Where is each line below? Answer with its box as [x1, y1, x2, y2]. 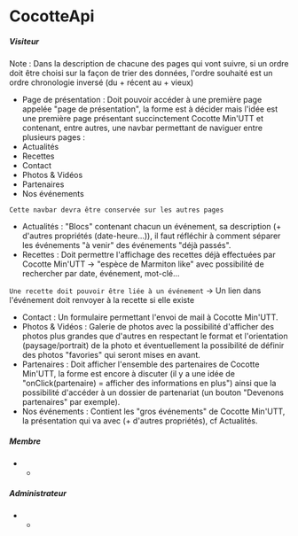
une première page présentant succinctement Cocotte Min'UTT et [21, 113, 264, 124]
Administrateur [9, 487, 67, 498]
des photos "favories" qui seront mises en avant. [21, 350, 201, 361]
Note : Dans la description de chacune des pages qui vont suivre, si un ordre [9, 58, 289, 69]
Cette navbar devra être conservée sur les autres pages [9, 206, 224, 214]
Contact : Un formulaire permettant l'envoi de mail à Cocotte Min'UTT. [21, 312, 278, 322]
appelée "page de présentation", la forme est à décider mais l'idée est [21, 104, 278, 114]
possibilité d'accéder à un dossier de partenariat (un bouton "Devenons [21, 387, 284, 398]
